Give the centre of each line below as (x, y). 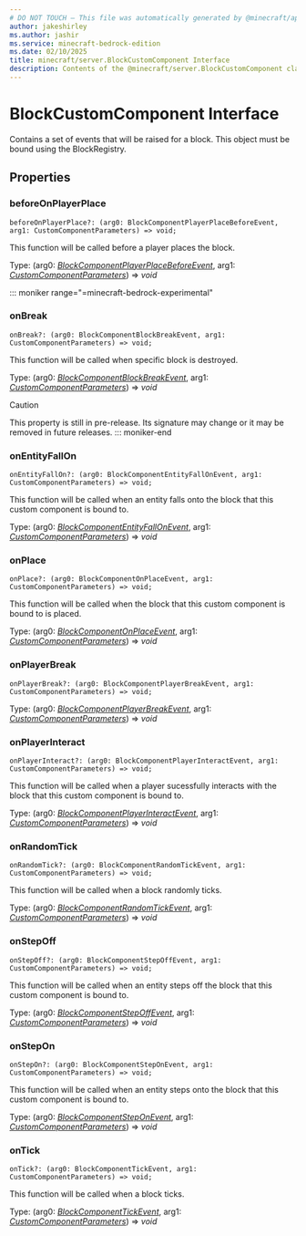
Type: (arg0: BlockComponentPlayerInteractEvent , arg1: (114, 813)
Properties (40, 177)
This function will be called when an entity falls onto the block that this (142, 500)
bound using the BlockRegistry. (68, 149)
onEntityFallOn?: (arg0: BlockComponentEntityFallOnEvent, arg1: (136, 475)
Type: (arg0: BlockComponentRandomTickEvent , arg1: (111, 908)
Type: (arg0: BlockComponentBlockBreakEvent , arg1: (109, 377)
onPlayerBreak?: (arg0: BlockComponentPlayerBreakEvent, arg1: (132, 684)
